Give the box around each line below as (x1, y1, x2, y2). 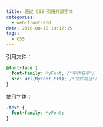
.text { (6, 105, 25, 110)
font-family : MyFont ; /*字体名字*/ (11, 70, 95, 76)
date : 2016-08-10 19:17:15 (6, 25, 72, 31)
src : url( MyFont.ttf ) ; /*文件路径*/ (11, 76, 98, 82)
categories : (6, 14, 35, 20)
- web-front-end (11, 19, 51, 25)
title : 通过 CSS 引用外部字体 (6, 8, 74, 15)
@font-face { (6, 65, 38, 71)
